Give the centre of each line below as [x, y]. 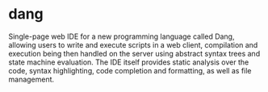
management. [31, 79]
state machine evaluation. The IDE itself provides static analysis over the [129, 62]
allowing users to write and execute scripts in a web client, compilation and [133, 44]
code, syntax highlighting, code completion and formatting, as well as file [130, 70]
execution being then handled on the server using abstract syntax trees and [134, 53]
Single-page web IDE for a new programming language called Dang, [121, 36]
